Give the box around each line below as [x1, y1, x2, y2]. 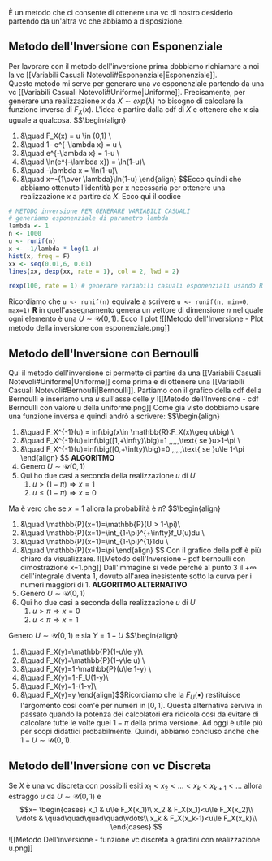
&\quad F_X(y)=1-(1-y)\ [19, 681, 97, 691]
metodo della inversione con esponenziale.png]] [8, 323, 171, 333]
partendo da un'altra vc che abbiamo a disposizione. [8, 16, 184, 26]
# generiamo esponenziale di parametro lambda [8, 214, 169, 223]
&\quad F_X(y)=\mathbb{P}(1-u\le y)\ [19, 647, 144, 657]
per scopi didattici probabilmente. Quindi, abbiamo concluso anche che [19, 726, 260, 736]
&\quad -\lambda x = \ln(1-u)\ [19, 165, 118, 175]
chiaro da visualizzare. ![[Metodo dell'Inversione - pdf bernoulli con [19, 554, 246, 564]
